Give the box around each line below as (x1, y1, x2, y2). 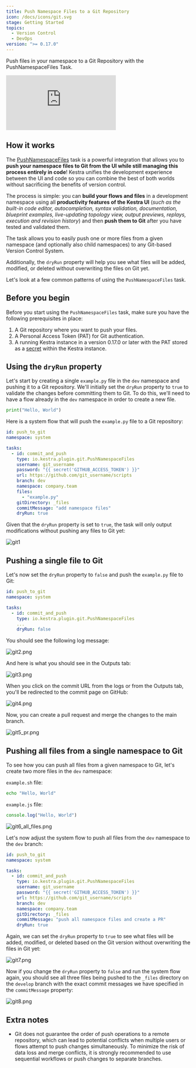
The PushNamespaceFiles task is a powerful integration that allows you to (6, 156, 184, 163)
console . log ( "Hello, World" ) (6, 812, 77, 818)
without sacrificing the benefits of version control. (6, 181, 127, 188)
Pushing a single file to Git (6, 556, 104, 566)
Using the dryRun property (6, 361, 102, 372)
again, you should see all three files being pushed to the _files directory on (6, 974, 189, 981)
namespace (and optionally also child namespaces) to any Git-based (6, 241, 171, 248)
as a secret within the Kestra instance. (14, 345, 107, 352)
